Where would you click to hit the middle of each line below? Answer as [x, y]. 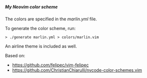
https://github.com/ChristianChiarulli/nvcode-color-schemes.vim [77, 70]
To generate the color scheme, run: [40, 28]
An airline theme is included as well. [41, 46]
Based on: [15, 55]
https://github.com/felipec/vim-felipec [50, 65]
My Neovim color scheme [31, 7]
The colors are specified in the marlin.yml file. [51, 19]
